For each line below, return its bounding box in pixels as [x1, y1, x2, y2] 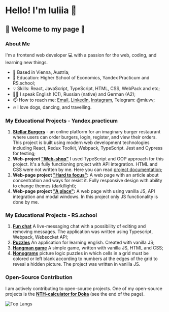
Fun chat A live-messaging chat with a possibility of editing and [12, 223, 146, 230]
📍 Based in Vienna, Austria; [12, 69, 70, 75]
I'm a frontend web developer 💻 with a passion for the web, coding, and [5, 52, 157, 58]
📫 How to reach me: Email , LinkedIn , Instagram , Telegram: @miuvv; [12, 97, 155, 103]
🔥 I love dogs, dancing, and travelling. [12, 104, 92, 110]
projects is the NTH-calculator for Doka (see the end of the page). [5, 291, 145, 297]
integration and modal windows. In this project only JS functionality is [12, 193, 158, 200]
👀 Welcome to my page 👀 [5, 25, 85, 34]
